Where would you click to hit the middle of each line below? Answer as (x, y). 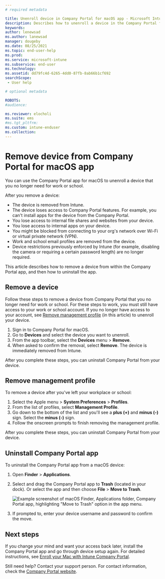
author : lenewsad (23, 32)
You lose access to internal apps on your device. (61, 226)
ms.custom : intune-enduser (33, 128)
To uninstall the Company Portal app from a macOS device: (65, 465)
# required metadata (26, 10)
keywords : (15, 28)
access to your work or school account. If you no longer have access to (78, 309)
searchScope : (18, 78)
